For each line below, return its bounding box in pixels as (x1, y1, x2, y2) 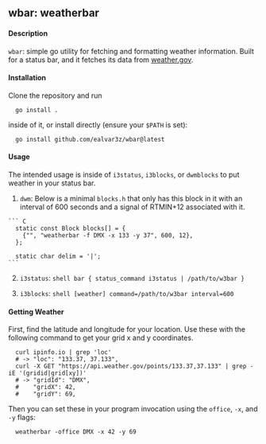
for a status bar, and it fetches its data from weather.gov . (8, 55, 194, 64)
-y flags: (8, 413, 36, 423)
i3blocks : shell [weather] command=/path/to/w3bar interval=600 (19, 289, 234, 298)
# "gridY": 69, (15, 390, 77, 399)
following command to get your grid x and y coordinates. (8, 333, 194, 343)
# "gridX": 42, (15, 384, 77, 391)
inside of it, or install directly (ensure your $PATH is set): (8, 119, 188, 130)
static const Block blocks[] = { (15, 224, 126, 232)
